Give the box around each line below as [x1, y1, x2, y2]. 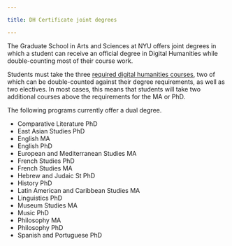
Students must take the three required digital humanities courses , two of [7, 70, 215, 78]
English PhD [17, 141, 52, 150]
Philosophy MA [17, 216, 61, 224]
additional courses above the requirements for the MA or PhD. [7, 92, 186, 101]
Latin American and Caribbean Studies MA [17, 186, 140, 194]
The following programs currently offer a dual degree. [7, 106, 162, 114]
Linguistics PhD [17, 194, 63, 202]
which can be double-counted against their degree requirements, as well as [7, 78, 225, 86]
